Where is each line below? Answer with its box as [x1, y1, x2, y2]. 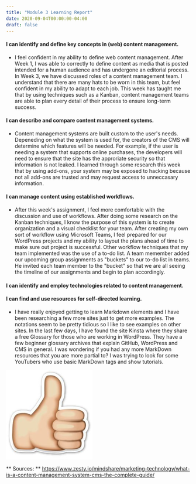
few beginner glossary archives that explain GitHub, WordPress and [14, 339, 178, 346]
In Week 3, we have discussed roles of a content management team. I [14, 72, 183, 79]
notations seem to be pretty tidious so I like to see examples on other [14, 321, 181, 328]
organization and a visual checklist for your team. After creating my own [14, 224, 188, 231]
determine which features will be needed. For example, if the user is [14, 142, 178, 149]
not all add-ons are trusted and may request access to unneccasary [14, 173, 178, 180]
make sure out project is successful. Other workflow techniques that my [14, 243, 188, 250]
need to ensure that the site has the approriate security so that [14, 155, 166, 162]
